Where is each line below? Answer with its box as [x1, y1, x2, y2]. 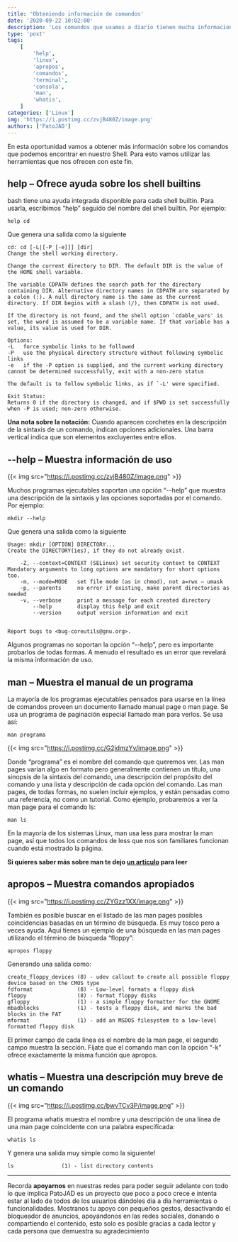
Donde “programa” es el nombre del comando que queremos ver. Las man [7, 757, 225, 766]
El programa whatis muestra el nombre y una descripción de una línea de [7, 1115, 221, 1123]
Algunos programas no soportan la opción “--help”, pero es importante [7, 640, 214, 649]
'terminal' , [33, 76, 69, 84]
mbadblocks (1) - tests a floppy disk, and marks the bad [7, 1004, 217, 1011]
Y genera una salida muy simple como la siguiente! [7, 1148, 156, 1157]
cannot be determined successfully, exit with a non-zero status [7, 368, 204, 375]
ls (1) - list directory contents [7, 1162, 154, 1170]
